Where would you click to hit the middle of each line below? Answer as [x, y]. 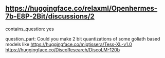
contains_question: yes [30, 29]
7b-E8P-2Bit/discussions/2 [50, 17]
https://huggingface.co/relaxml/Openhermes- [81, 8]
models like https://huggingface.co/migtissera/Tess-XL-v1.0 [69, 44]
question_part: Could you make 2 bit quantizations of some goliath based [83, 38]
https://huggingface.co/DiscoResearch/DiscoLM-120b [63, 50]
